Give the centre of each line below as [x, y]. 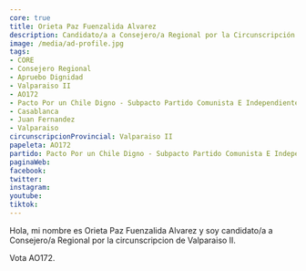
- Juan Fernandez [42, 120]
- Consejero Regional [51, 69]
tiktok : [24, 205]
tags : [20, 52]
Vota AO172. [32, 257]
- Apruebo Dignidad [46, 78]
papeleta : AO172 [40, 145]
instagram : [30, 188]
